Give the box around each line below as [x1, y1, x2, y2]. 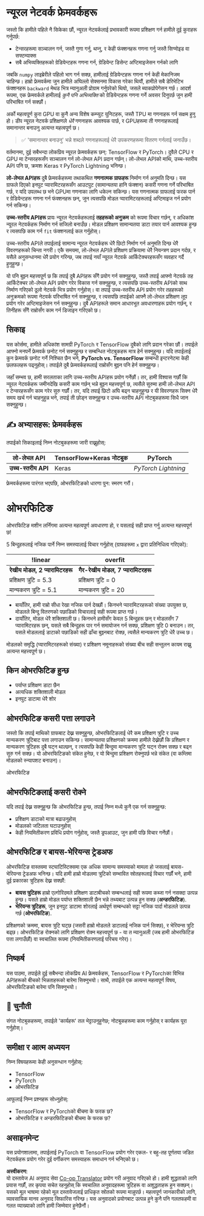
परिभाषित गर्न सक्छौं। [6, 98, 47, 105]
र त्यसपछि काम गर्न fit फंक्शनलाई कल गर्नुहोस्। [6, 228, 101, 235]
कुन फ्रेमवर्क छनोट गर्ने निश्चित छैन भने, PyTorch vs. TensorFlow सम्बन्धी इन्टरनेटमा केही [6, 354, 189, 361]
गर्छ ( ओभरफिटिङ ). [15, 909, 52, 917]
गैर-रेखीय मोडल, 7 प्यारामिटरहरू [78, 566, 152, 574]
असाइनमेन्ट [6, 1133, 39, 1143]
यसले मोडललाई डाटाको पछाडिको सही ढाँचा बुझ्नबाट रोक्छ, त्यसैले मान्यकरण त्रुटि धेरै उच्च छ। [15, 628, 194, 636]
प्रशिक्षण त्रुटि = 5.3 [9, 575, 52, 584]
